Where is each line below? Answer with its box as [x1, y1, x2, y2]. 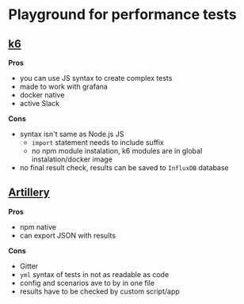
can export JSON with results [19, 230, 116, 240]
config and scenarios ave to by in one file [19, 278, 155, 287]
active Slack [19, 99, 60, 108]
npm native [19, 222, 57, 231]
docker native [19, 90, 65, 100]
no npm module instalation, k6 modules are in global [31, 146, 203, 155]
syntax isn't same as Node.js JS [19, 129, 124, 139]
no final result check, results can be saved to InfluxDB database [19, 163, 230, 172]
